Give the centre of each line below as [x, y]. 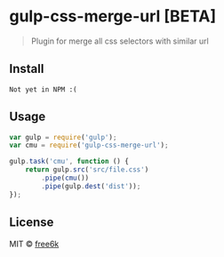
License [32, 223]
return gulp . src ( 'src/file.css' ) [87, 170]
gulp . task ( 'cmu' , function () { [69, 162]
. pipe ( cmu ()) [65, 178]
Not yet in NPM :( [43, 89]
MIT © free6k [34, 244]
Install [27, 69]
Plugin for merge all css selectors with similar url [120, 41]
